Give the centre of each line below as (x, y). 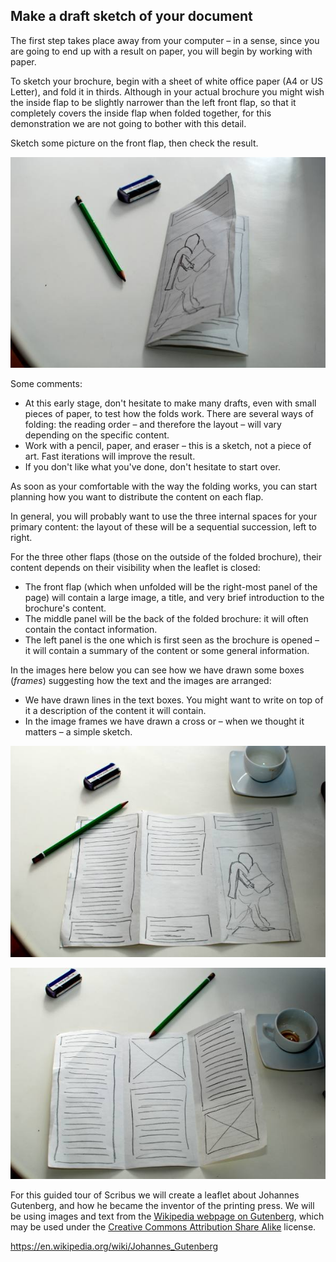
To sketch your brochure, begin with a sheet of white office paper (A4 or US (167, 81)
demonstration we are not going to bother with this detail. (128, 123)
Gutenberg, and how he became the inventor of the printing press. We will (162, 1205)
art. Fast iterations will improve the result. (110, 456)
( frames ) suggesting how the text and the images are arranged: (141, 681)
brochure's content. (65, 608)
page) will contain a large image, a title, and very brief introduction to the (174, 598)
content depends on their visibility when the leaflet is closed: (135, 568)
